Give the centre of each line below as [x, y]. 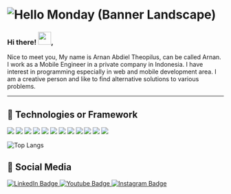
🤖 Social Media [40, 167]
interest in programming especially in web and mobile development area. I [112, 72]
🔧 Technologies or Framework [73, 115]
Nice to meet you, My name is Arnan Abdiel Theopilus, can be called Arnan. [114, 57]
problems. [21, 87]
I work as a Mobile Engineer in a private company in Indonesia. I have [105, 65]
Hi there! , [30, 43]
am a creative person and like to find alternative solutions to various [103, 79]
